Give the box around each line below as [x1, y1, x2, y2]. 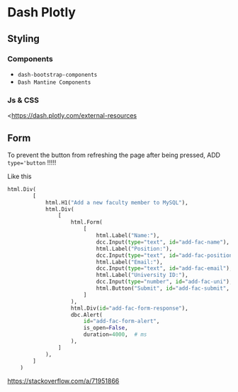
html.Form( [70, 219, 103, 226]
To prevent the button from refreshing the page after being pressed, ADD [7, 151, 221, 159]
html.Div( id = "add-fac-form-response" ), [70, 305, 189, 312]
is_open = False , [83, 325, 129, 332]
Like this [7, 172, 32, 180]
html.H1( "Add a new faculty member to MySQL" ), [45, 199, 189, 206]
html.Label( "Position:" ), [96, 245, 173, 252]
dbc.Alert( [70, 311, 103, 318]
